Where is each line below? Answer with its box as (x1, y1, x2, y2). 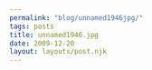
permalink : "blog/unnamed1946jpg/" (9, 13, 144, 23)
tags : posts (9, 22, 54, 31)
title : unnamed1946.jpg (9, 30, 100, 39)
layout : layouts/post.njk (9, 47, 107, 56)
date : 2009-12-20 (9, 38, 75, 48)
